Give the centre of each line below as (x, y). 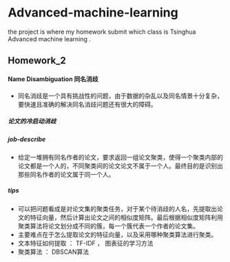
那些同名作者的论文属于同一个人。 (66, 174)
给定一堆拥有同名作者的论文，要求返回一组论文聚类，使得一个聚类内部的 (120, 157)
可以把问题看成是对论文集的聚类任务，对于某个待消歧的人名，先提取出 (117, 208)
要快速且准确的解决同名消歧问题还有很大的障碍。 (87, 104)
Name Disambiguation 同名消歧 (53, 79)
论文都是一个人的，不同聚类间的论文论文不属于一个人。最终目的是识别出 (120, 166)
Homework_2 (37, 61)
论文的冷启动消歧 (32, 121)
